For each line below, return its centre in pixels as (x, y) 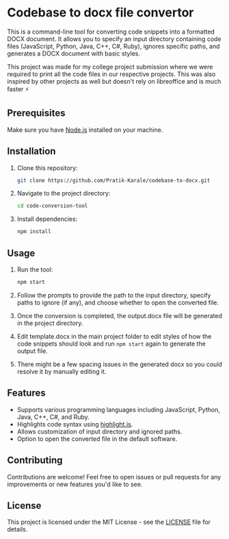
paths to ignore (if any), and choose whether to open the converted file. (118, 302)
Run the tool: (35, 269)
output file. (32, 350)
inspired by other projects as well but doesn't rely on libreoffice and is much (114, 81)
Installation (31, 151)
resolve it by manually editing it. (62, 371)
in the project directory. (50, 323)
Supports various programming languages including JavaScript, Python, (118, 409)
